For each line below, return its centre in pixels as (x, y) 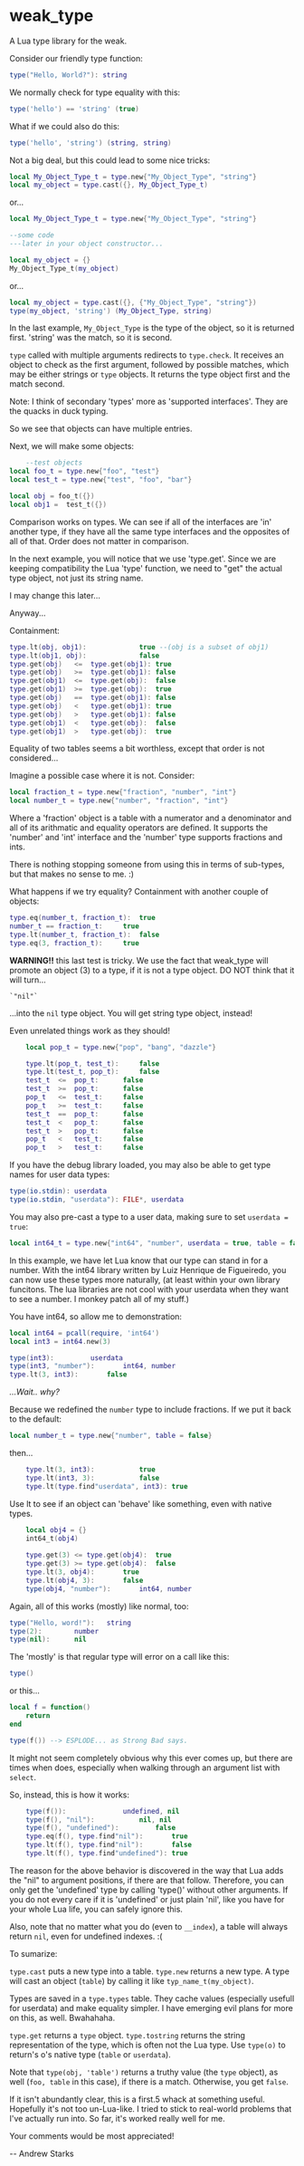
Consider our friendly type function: (76, 58)
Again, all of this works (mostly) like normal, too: (99, 1606)
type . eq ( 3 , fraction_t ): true (75, 943)
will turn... (28, 980)
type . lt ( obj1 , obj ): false (85, 656)
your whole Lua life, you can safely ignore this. (96, 1909)
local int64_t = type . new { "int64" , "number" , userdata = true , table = (147, 1243)
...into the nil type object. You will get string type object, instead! (131, 1013)
